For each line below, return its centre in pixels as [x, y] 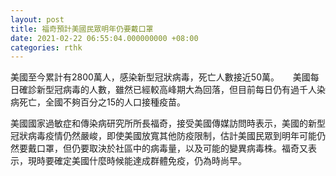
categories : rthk [46, 47]
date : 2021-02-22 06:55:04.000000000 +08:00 [104, 38]
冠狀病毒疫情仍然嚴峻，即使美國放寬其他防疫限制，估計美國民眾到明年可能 [163, 136]
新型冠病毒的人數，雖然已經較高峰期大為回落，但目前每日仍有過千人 [176, 90]
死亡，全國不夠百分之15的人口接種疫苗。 [102, 102]
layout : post [37, 19]
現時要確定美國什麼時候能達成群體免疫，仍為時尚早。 [137, 161]
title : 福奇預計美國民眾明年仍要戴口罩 [82, 29]
